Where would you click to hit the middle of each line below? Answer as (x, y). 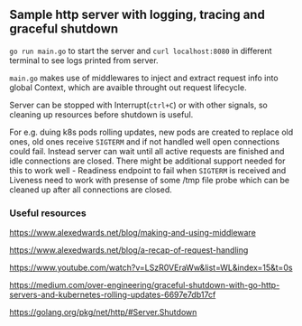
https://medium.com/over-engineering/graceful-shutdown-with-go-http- (145, 285)
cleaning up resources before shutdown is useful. (101, 114)
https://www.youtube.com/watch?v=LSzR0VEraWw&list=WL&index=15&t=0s (151, 268)
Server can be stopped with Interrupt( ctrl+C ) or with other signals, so (139, 105)
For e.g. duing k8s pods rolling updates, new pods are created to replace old (151, 132)
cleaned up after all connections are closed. (91, 190)
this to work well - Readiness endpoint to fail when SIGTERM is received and (148, 170)
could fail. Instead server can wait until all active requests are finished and (147, 151)
